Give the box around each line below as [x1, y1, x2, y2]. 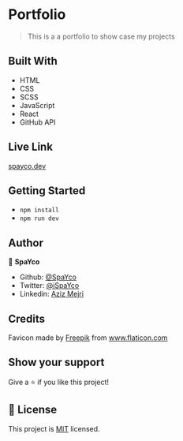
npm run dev [19, 215, 59, 222]
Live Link [8, 140, 54, 154]
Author [8, 236, 43, 249]
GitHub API [19, 117, 56, 127]
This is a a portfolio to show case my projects [27, 32, 175, 41]
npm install [19, 207, 59, 215]
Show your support [8, 356, 105, 369]
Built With [8, 54, 58, 68]
